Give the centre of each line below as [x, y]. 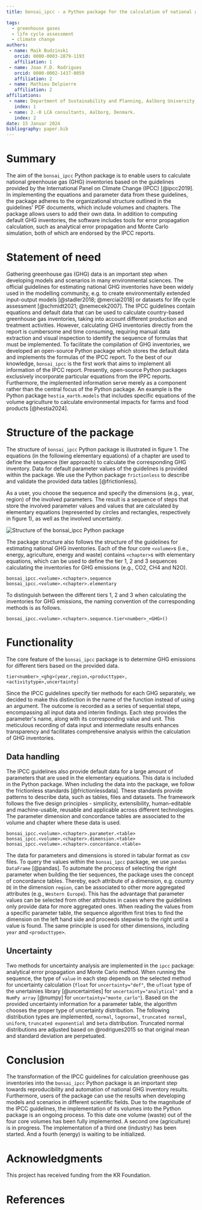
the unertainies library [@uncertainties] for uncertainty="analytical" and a [100, 991]
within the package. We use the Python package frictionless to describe [98, 475]
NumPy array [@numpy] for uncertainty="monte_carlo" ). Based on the [92, 997]
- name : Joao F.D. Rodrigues [45, 67]
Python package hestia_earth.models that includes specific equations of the [101, 396]
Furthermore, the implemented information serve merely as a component [96, 383]
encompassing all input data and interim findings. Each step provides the [96, 712]
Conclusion [35, 1060]
